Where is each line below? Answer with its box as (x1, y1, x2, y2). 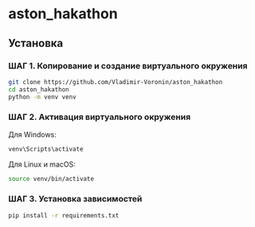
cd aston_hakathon (8, 85, 69, 94)
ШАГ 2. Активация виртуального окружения (8, 112, 191, 123)
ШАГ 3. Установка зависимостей (8, 194, 143, 205)
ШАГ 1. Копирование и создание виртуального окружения (8, 60, 248, 71)
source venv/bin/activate (8, 175, 94, 183)
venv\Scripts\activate (8, 144, 84, 153)
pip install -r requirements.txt (8, 211, 120, 219)
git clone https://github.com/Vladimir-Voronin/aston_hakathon (8, 78, 223, 86)
